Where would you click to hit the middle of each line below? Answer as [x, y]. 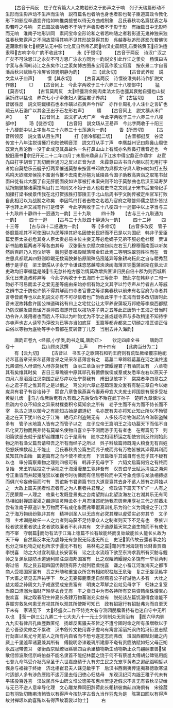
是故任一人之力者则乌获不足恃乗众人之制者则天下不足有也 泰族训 [98, 520]
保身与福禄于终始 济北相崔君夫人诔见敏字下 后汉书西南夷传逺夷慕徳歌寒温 [86, 668]
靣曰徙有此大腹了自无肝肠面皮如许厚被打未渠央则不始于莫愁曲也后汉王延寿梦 [86, 181]
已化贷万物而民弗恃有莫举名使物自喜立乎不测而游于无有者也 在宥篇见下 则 [86, 430]
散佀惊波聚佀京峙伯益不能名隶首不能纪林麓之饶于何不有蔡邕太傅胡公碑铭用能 [86, 655]
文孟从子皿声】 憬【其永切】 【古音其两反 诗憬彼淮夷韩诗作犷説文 [84, 78]
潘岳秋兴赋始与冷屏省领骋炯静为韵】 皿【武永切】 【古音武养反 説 [84, 72]
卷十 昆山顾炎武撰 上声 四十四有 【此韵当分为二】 [83, 347]
